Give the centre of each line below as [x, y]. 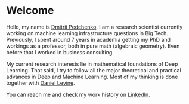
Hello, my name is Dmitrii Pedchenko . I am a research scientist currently [94, 27]
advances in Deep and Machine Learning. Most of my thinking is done [92, 77]
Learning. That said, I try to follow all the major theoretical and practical [94, 70]
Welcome [30, 10]
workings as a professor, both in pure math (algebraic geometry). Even [93, 46]
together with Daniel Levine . [41, 83]
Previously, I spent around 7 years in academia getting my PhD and [89, 39]
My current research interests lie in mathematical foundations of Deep [92, 64]
